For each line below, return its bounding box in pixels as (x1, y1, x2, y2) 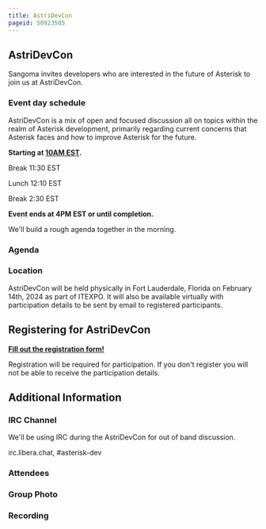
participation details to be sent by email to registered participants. (8, 300, 223, 310)
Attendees (8, 468, 50, 479)
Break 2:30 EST (8, 193, 59, 203)
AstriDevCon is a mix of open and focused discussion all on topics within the (8, 116, 258, 125)
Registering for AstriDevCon (8, 323, 151, 337)
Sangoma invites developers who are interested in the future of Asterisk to (8, 69, 251, 79)
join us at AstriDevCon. (8, 78, 83, 87)
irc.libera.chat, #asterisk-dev (8, 448, 102, 458)
